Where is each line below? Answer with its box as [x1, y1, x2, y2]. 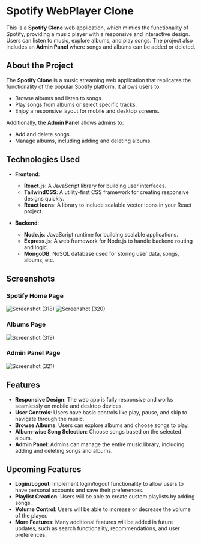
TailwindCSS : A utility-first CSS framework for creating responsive [23, 188, 189, 196]
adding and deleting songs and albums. [14, 447, 113, 454]
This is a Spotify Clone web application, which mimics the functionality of [6, 24, 189, 31]
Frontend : [14, 170, 40, 178]
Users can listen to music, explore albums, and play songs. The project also [6, 37, 193, 44]
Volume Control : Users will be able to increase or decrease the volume [14, 506, 191, 513]
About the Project [6, 61, 74, 71]
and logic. [23, 243, 49, 250]
